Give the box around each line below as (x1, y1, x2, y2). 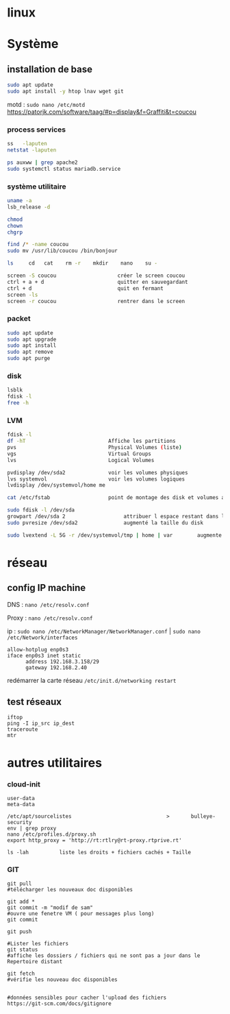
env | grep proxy (7, 825, 57, 832)
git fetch (7, 970, 36, 978)
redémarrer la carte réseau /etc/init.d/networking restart (7, 676, 177, 684)
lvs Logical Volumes (7, 457, 155, 463)
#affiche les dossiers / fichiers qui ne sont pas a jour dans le (7, 952, 201, 959)
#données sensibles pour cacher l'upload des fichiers (7, 994, 167, 1002)
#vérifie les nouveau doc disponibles (7, 976, 118, 983)
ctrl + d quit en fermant (7, 285, 164, 292)
